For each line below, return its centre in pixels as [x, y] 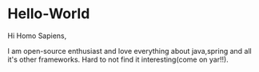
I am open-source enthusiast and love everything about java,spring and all [130, 51]
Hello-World [49, 14]
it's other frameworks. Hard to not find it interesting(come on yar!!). [118, 59]
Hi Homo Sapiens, [37, 36]
